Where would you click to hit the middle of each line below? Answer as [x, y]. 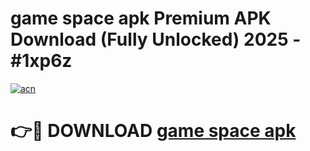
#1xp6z [41, 61]
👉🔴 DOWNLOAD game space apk [153, 131]
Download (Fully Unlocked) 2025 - [156, 39]
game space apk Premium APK [141, 18]
